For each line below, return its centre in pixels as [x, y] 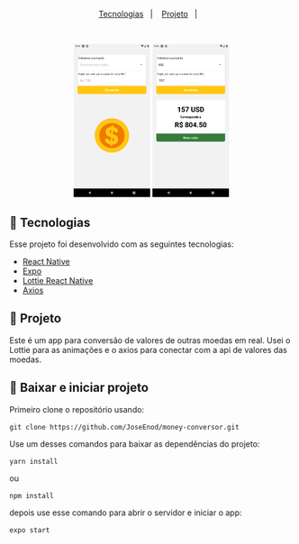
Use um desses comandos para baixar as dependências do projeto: [135, 444]
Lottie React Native [58, 280]
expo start [30, 530]
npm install [32, 495]
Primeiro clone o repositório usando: [77, 409]
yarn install [34, 461]
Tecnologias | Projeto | [148, 14]
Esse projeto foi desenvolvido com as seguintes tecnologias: [122, 244]
